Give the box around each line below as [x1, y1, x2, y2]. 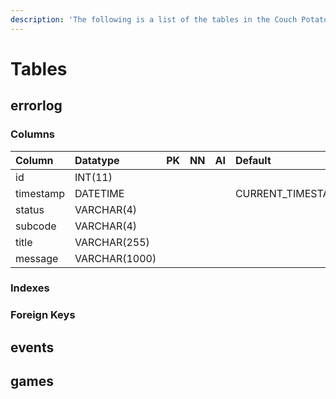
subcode [15, 219, 57, 233]
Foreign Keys [10, 308, 76, 322]
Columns [10, 127, 56, 141]
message [15, 251, 59, 265]
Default [234, 153, 272, 167]
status [15, 202, 45, 216]
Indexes [10, 281, 50, 295]
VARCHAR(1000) [74, 251, 157, 265]
